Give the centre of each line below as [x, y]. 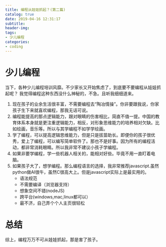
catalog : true [20, 14]
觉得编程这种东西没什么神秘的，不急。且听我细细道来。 [80, 93]
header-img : [17, 28]
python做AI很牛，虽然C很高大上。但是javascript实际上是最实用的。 [81, 172]
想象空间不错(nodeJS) [42, 191]
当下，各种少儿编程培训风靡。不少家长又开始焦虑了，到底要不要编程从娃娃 [81, 87]
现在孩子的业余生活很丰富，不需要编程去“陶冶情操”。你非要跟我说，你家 [86, 104]
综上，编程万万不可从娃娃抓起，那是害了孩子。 [53, 239]
